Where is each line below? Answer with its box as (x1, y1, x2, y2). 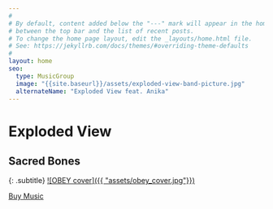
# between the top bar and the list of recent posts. (8, 27, 195, 35)
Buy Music (8, 191, 44, 201)
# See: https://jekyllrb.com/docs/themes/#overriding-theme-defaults (8, 42, 249, 50)
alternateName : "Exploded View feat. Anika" (15, 87, 169, 96)
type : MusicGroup (15, 72, 75, 80)
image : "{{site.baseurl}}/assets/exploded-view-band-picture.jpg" (15, 79, 245, 87)
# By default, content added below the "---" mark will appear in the (8, 19, 253, 28)
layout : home (8, 58, 53, 66)
